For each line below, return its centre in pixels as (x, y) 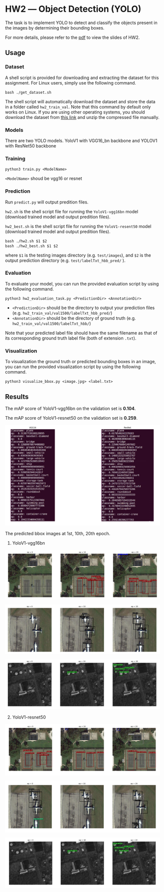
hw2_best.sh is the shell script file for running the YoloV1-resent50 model (78, 226)
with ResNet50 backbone (31, 145)
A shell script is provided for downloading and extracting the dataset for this (82, 78)
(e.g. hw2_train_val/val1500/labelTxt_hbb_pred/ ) (62, 313)
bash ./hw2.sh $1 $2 (26, 241)
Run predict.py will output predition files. (47, 202)
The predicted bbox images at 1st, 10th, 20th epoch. (58, 533)
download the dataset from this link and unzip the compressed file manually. (82, 117)
